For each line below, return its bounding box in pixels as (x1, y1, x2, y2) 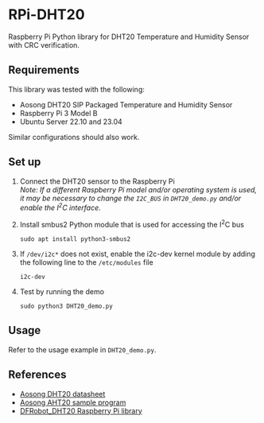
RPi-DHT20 (8, 6, 85, 24)
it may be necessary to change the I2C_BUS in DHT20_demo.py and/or (19, 193, 242, 203)
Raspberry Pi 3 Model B (19, 108, 98, 118)
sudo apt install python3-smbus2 (19, 235, 131, 243)
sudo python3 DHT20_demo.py (19, 302, 113, 310)
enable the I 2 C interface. (19, 201, 101, 212)
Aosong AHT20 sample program (19, 398, 126, 407)
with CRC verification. (8, 40, 80, 49)
